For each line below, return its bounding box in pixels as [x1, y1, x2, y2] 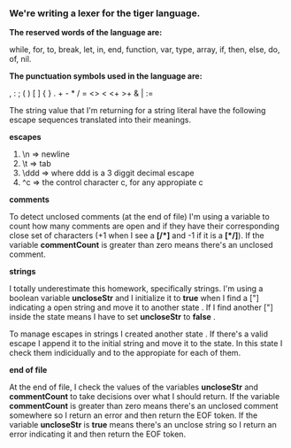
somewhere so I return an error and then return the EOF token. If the [9, 410, 258, 421]
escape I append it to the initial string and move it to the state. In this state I [9, 338, 283, 349]
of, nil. [9, 54, 32, 65]
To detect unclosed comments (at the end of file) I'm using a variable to [9, 212, 270, 222]
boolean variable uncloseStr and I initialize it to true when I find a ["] [9, 293, 259, 304]
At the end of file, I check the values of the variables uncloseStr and [9, 382, 259, 392]
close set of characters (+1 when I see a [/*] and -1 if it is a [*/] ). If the [9, 230, 264, 241]
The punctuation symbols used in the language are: [9, 71, 203, 81]
